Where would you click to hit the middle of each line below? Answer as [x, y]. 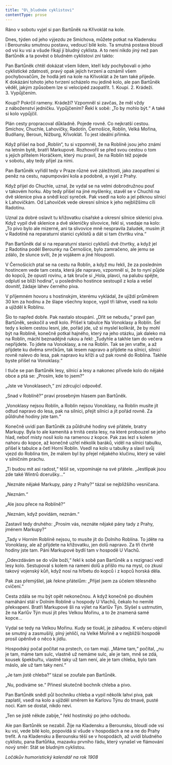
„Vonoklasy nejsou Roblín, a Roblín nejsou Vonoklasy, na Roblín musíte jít [82, 405]
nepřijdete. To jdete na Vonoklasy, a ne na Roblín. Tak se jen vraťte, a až [81, 344]
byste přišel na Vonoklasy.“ [34, 360]
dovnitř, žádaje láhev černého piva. [42, 286]
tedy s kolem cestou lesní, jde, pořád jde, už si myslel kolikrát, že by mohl [83, 327]
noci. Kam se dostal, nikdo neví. [39, 705]
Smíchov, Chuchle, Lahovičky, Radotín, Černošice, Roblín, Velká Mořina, [81, 129]
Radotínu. [15, 207]
